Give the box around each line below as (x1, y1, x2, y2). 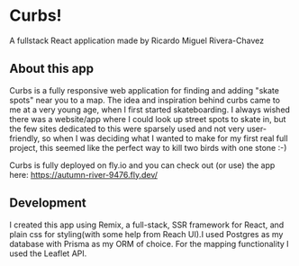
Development (9, 195, 87, 211)
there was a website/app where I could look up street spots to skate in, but (9, 113, 286, 124)
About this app (9, 61, 95, 76)
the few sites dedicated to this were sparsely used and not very (9, 123, 245, 134)
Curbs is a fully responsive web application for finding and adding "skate (9, 84, 279, 95)
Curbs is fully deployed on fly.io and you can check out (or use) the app (9, 159, 276, 171)
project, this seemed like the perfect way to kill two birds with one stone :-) (9, 142, 287, 153)
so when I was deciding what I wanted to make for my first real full (41, 132, 288, 144)
